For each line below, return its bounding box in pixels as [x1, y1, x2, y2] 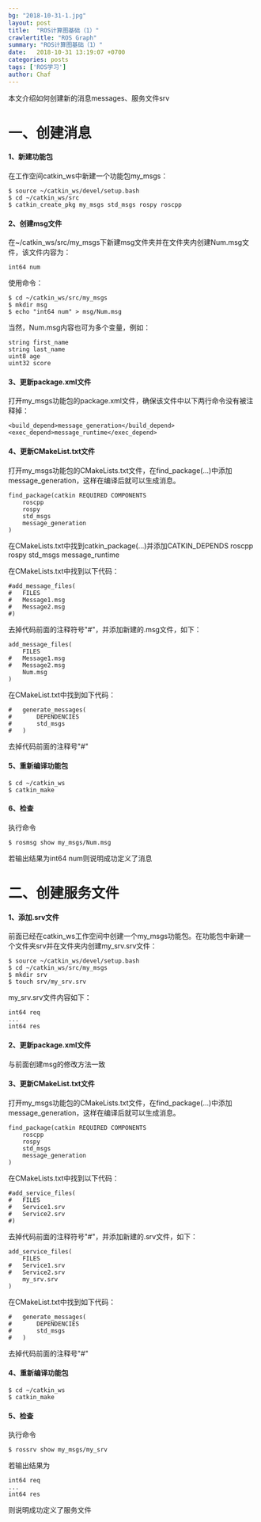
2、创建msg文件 [8, 219, 62, 228]
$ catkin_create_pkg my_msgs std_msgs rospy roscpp [8, 201, 182, 209]
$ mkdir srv [8, 971, 47, 979]
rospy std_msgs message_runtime [8, 550, 120, 559]
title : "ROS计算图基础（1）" [8, 26, 100, 34]
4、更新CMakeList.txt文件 [8, 447, 96, 456]
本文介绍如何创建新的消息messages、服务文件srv [8, 93, 170, 103]
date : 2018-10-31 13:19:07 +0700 [8, 48, 126, 56]
